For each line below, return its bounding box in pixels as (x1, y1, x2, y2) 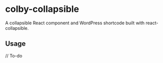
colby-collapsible (5, 3, 79, 15)
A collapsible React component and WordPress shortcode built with (5, 20, 145, 26)
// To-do (5, 53, 23, 59)
